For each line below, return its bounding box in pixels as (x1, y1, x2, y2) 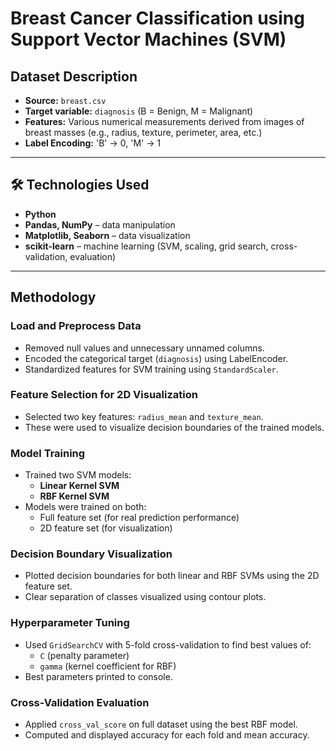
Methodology (10, 289, 97, 306)
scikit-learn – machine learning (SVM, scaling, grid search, (24, 240, 269, 252)
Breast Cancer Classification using (10, 7, 305, 30)
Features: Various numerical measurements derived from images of (24, 116, 305, 127)
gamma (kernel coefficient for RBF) (39, 660, 177, 672)
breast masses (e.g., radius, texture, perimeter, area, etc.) (24, 127, 263, 138)
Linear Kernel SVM (39, 480, 120, 492)
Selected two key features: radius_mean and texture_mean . (24, 410, 264, 422)
